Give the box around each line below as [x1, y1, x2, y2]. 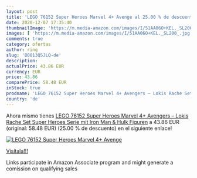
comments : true [6, 36, 43, 42]
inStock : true [6, 85, 41, 91]
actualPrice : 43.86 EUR [6, 63, 64, 69]
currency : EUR [6, 69, 41, 75]
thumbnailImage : [6, 25, 46, 31]
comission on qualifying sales [6, 165, 78, 172]
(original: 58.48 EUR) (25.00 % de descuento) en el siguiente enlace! [6, 125, 172, 132]
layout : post [6, 8, 38, 15]
